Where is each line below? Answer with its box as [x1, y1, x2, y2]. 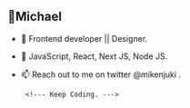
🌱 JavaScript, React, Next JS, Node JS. [20, 51, 168, 62]
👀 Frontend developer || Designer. [20, 33, 148, 44]
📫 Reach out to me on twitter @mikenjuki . [20, 69, 182, 80]
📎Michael [7, 9, 62, 25]
